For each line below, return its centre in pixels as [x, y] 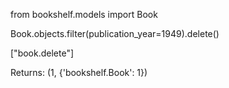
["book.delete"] [42, 53]
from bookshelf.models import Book [84, 14]
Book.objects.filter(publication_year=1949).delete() [115, 33]
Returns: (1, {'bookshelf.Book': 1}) [79, 72]
